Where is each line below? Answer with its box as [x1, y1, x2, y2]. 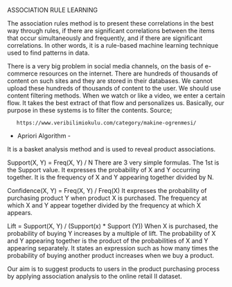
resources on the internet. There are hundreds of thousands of [39, 69, 218, 77]
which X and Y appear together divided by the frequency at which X [7, 201, 202, 210]
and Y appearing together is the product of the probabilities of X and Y [7, 237, 209, 245]
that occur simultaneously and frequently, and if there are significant [7, 34, 203, 42]
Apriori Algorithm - [17, 131, 71, 140]
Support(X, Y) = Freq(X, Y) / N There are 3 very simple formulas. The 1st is [7, 158, 220, 167]
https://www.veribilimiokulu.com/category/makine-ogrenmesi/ [16, 120, 197, 127]
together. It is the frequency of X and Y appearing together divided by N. [7, 173, 215, 181]
